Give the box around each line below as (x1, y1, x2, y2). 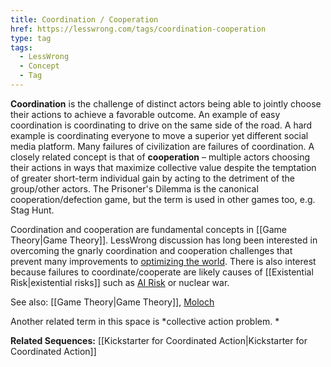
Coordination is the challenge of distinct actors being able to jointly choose (10, 97, 322, 110)
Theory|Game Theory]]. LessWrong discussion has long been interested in (10, 234, 318, 246)
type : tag (10, 33, 52, 43)
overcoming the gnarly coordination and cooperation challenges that (10, 244, 293, 256)
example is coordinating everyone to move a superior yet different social (10, 129, 309, 141)
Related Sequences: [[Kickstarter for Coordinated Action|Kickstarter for (10, 334, 308, 346)
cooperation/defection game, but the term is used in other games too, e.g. (10, 193, 316, 205)
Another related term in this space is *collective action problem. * (10, 315, 280, 327)
